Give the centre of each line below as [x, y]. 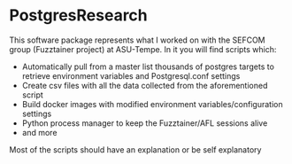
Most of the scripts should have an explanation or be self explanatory [135, 149]
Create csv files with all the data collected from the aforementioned [145, 85]
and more [39, 132]
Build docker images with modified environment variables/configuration [152, 104]
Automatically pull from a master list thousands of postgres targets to [148, 66]
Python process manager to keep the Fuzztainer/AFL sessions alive [145, 123]
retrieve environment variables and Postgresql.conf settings [131, 75]
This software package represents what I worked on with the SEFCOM [137, 40]
